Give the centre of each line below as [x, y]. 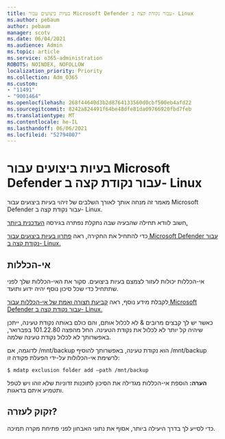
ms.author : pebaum [33, 20]
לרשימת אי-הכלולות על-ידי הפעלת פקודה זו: [63, 358]
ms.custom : [23, 84]
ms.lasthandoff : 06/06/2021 [47, 128]
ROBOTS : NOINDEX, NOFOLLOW [46, 64]
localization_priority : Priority [55, 71]
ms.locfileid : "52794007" [44, 134]
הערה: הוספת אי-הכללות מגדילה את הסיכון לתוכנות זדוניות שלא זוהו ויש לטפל [107, 383]
